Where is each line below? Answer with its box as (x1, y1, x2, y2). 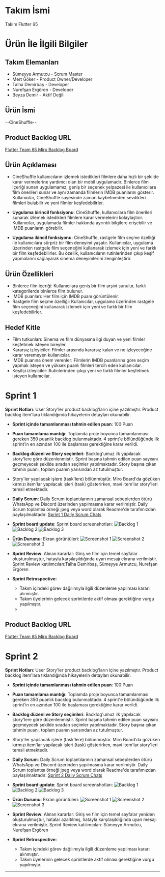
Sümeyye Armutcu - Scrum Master (12, 71, 83, 77)
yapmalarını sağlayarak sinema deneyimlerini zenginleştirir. (12, 256, 132, 262)
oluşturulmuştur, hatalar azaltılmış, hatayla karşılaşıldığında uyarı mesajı (12, 817, 157, 822)
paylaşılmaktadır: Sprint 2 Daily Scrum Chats (12, 772, 103, 778)
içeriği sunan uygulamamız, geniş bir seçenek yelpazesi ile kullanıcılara (12, 184, 156, 190)
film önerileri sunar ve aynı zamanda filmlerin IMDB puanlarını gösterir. (12, 189, 155, 195)
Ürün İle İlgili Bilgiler (5, 38, 88, 50)
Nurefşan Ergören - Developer (12, 87, 74, 92)
